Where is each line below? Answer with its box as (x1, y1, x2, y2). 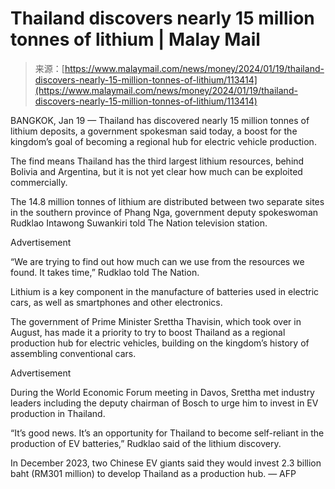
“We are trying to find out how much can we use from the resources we (10, 255, 305, 267)
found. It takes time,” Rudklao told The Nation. (10, 266, 200, 278)
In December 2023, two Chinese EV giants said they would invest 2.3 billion (10, 457, 322, 469)
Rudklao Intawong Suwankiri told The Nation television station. (10, 217, 268, 229)
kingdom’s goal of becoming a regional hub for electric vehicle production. (10, 135, 317, 147)
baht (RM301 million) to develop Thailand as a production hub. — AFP (10, 467, 297, 479)
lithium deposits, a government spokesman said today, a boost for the (10, 125, 298, 137)
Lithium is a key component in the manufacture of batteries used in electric (10, 285, 320, 297)
